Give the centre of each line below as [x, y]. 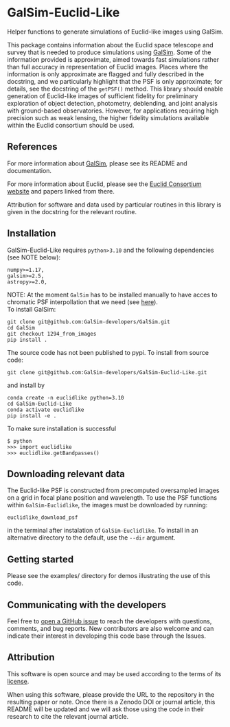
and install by [26, 385]
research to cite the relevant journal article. [68, 716]
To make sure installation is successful [62, 428]
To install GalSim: [32, 309]
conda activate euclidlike [46, 410]
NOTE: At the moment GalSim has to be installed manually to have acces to [112, 295]
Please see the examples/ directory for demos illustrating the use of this [109, 576]
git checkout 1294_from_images [52, 334]
